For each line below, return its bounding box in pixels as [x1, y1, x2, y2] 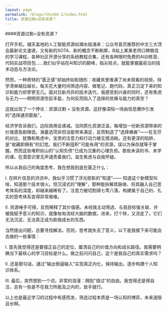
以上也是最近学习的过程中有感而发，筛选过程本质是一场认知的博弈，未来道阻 [5, 295, 162, 301]
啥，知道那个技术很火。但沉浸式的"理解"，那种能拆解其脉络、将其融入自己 [5, 181, 158, 187]
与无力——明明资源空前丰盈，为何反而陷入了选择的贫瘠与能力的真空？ [5, 96, 149, 102]
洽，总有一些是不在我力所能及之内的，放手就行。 [5, 284, 105, 290]
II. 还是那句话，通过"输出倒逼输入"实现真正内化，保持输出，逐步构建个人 [5, 261, 154, 267]
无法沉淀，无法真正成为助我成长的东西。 [5, 217, 88, 223]
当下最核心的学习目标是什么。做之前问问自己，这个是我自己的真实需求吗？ [9, 250, 162, 256]
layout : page [5, 7, 32, 12]
